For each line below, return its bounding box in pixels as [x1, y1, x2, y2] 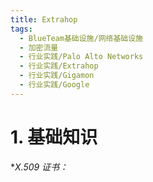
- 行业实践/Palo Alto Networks [19, 52, 144, 62]
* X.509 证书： [10, 161, 69, 173]
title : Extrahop [10, 14, 78, 25]
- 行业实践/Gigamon [19, 71, 95, 81]
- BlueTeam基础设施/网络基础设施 [19, 33, 143, 43]
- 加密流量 [19, 42, 59, 53]
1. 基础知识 [10, 126, 98, 148]
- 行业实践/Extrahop [19, 61, 99, 71]
